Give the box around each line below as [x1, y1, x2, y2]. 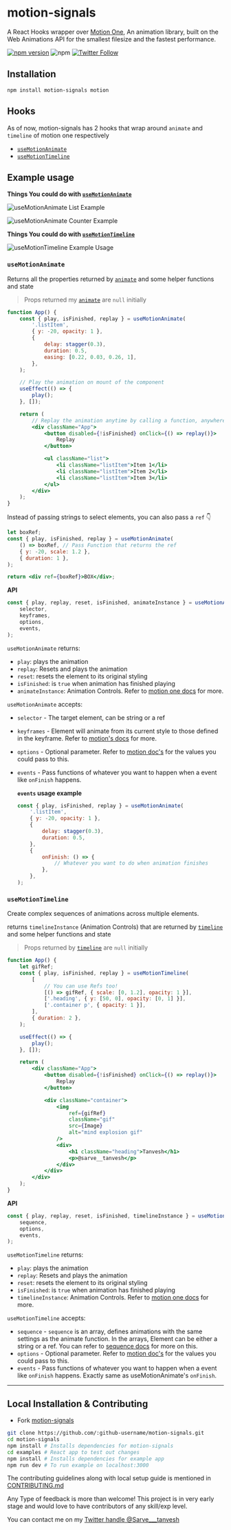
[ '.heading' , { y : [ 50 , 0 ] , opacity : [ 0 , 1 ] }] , [43, 995, 186, 1002]
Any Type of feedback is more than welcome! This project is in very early [7, 1495, 214, 1503]
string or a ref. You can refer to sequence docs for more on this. [16, 1342, 198, 1351]
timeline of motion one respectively [7, 131, 110, 139]
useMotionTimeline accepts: [7, 1314, 86, 1322]
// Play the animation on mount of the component [19, 379, 165, 386]
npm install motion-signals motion [7, 86, 109, 94]
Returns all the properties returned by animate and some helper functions [7, 275, 214, 283]
